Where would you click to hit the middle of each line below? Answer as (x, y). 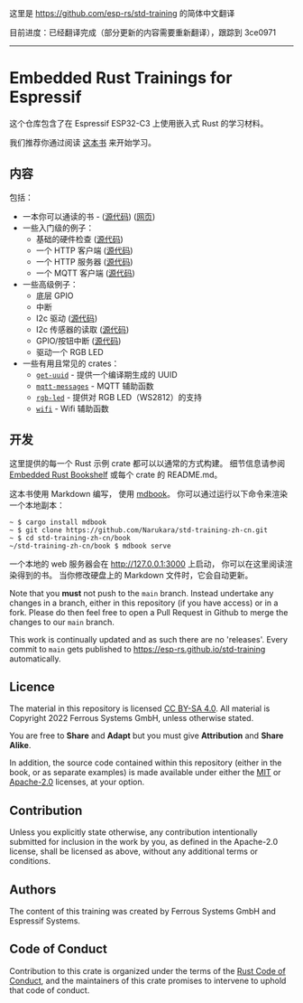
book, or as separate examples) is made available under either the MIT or (145, 773)
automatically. (35, 659)
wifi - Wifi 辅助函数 (73, 408)
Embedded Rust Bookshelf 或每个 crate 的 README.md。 (116, 474)
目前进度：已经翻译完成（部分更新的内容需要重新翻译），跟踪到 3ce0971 (143, 33)
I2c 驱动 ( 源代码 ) (66, 318)
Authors (33, 890)
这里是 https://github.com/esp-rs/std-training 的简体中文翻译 (122, 13)
